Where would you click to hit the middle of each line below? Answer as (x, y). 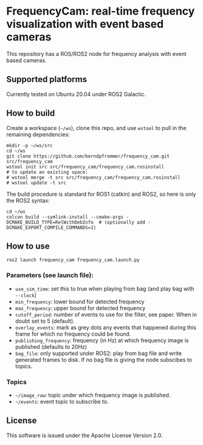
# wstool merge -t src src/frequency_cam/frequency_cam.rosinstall (94, 178)
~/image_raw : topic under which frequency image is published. (93, 395)
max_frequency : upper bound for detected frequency (80, 308)
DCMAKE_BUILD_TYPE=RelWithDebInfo (50, 222)
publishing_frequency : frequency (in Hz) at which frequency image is (102, 340)
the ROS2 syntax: (28, 200)
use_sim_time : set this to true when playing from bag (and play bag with (105, 288)
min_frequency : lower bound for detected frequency (80, 302)
